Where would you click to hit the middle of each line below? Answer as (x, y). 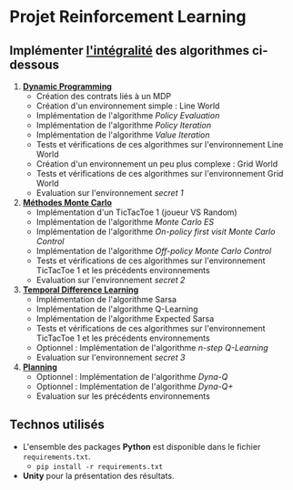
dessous (34, 64)
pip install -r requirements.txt (100, 466)
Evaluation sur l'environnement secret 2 (111, 280)
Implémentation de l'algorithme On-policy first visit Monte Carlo (156, 231)
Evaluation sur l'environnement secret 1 (110, 193)
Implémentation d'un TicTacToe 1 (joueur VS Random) (137, 212)
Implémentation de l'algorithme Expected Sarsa (125, 319)
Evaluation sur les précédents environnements (123, 396)
